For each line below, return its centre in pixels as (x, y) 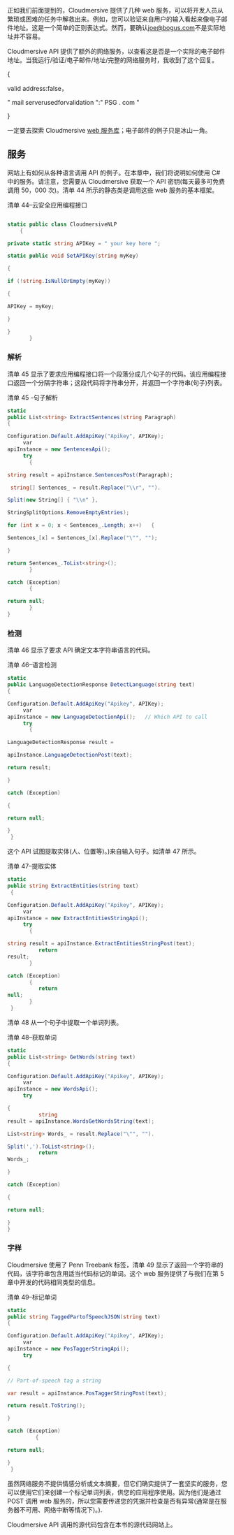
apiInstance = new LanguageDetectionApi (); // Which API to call (108, 717)
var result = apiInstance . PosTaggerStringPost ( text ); (87, 1393)
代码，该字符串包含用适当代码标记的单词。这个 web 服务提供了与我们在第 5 (116, 1273)
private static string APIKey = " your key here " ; (84, 243)
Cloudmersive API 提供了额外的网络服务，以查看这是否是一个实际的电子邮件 (116, 51)
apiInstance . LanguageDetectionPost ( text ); (70, 755)
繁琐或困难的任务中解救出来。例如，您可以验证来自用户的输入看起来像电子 (114, 19)
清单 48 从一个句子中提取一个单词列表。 (65, 1022)
